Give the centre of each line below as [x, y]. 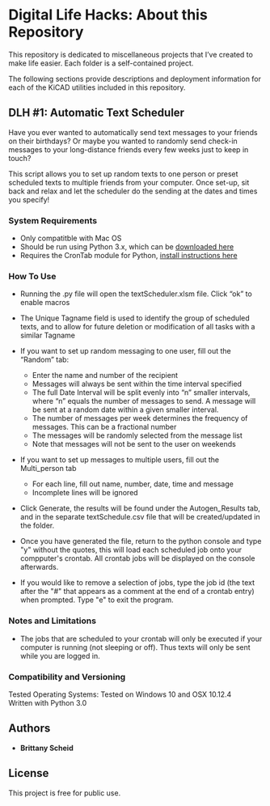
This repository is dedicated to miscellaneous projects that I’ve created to [131, 54]
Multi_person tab [48, 469]
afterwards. [39, 567]
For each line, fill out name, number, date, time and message [133, 484]
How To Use [32, 276]
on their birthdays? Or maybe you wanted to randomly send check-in [123, 141]
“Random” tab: [44, 360]
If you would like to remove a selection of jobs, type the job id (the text [137, 583]
